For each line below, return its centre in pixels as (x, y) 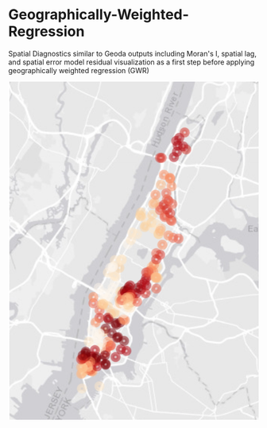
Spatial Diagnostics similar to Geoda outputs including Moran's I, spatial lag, (132, 53)
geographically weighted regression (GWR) (79, 70)
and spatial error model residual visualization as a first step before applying (132, 62)
